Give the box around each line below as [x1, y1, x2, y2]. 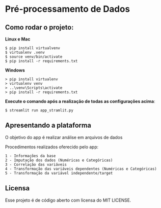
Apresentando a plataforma [5, 121, 92, 130]
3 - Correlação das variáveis [5, 162, 67, 167]
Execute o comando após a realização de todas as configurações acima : [5, 99, 156, 104]
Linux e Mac [5, 36, 30, 42]
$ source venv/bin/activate [5, 54, 63, 59]
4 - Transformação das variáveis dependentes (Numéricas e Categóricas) [5, 166, 157, 171]
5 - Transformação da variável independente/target [5, 171, 113, 175]
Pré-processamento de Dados [5, 3, 130, 15]
